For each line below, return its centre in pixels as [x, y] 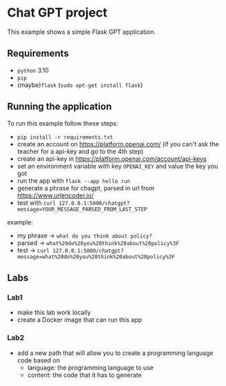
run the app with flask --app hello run [74, 180]
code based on [39, 360]
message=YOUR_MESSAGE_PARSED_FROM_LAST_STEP [82, 209]
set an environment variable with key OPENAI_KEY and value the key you [117, 166]
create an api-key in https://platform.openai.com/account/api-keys [112, 158]
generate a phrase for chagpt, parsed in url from [86, 188]
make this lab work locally [54, 313]
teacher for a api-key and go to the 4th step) [80, 151]
